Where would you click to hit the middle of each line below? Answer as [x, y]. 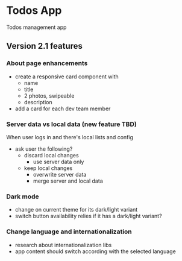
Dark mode [23, 197]
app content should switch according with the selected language [95, 251]
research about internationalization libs [63, 245]
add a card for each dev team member [63, 108]
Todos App [34, 11]
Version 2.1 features [45, 46]
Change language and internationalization [69, 231]
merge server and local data [68, 181]
